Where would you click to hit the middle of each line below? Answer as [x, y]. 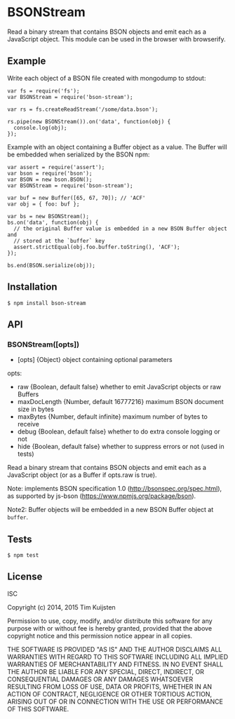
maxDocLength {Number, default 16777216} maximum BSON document [121, 402]
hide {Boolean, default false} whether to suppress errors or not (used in [121, 447]
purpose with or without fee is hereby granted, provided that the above [110, 628]
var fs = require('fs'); [43, 91]
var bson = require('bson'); [50, 173]
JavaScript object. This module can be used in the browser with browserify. [116, 39]
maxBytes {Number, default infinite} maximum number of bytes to [113, 417]
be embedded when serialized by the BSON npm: [79, 154]
